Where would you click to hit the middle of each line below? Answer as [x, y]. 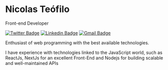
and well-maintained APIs [32, 63]
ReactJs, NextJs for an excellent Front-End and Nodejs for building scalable [84, 58]
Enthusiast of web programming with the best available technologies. [77, 43]
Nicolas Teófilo [37, 9]
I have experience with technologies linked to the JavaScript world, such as [84, 52]
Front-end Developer [27, 23]
